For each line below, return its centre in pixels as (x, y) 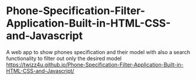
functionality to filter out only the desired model (64, 58)
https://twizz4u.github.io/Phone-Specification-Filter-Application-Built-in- (95, 64)
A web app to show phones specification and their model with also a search (98, 52)
